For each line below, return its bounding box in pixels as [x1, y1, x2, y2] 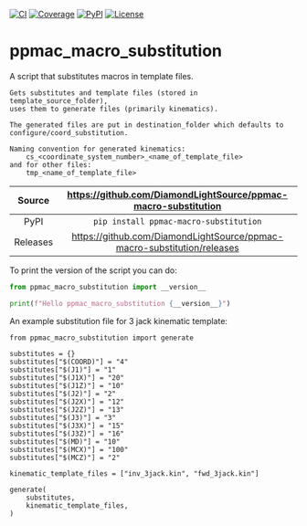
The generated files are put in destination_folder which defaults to [9, 120, 284, 130]
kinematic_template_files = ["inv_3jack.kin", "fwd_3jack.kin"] [9, 468, 259, 479]
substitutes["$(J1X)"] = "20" [9, 373, 125, 383]
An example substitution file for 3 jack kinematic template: [9, 315, 228, 326]
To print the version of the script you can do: [9, 265, 177, 276]
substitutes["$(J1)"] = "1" [9, 365, 117, 374]
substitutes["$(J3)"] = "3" [9, 413, 117, 422]
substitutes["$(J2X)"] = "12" [9, 397, 125, 406]
